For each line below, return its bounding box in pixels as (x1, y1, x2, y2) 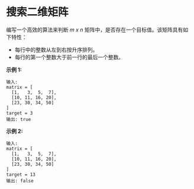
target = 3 (6, 110, 33, 116)
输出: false (6, 178, 34, 184)
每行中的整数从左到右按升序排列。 (14, 46, 98, 53)
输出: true (6, 116, 31, 122)
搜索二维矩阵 (6, 5, 69, 19)
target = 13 (6, 171, 35, 178)
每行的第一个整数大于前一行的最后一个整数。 (14, 53, 124, 60)
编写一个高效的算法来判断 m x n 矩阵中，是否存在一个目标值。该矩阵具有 (6, 26, 183, 33)
